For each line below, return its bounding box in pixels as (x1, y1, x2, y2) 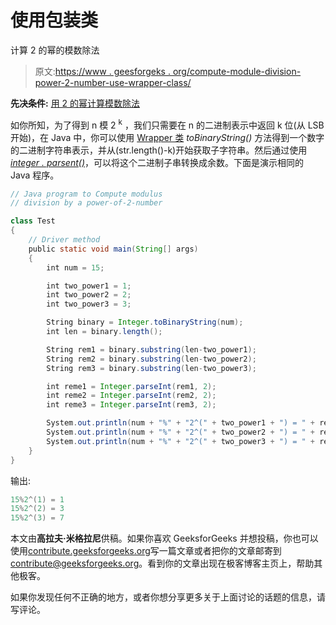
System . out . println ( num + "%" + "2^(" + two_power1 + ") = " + (46, 418, 316, 428)
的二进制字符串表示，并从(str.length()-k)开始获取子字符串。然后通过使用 (10, 144, 308, 156)
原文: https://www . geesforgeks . (34, 65, 171, 77)
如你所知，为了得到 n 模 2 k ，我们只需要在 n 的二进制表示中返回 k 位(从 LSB (10, 117, 325, 131)
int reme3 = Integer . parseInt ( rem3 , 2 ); (46, 400, 217, 410)
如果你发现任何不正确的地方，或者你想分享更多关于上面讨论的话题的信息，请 (10, 591, 326, 603)
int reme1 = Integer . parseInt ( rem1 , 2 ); (46, 381, 217, 391)
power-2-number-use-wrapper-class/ (34, 76, 192, 88)
